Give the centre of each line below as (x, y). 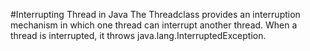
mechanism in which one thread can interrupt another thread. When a (154, 25)
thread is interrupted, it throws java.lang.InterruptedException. (138, 35)
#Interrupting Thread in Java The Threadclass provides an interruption (155, 14)
